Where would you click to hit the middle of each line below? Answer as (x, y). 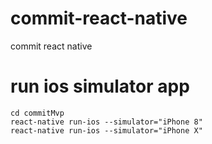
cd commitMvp (37, 113)
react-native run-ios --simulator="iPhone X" (106, 130)
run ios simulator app (100, 86)
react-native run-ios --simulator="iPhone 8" (106, 122)
